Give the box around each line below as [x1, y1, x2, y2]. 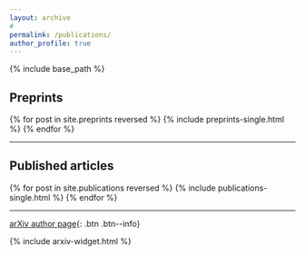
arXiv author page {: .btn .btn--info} [9, 218, 141, 229]
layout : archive [9, 13, 71, 23]
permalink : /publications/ [9, 30, 112, 39]
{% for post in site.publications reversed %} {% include [9, 182, 216, 193]
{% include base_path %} [9, 64, 105, 74]
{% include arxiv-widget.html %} [9, 235, 132, 246]
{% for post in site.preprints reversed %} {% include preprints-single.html [9, 114, 284, 125]
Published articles [9, 158, 114, 173]
